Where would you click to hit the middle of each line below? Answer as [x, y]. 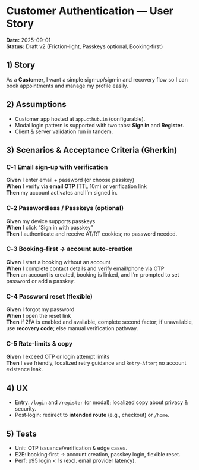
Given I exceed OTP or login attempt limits [58, 357]
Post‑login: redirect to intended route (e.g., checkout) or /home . [92, 415]
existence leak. [25, 369]
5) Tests [21, 433]
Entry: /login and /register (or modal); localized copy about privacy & [101, 402]
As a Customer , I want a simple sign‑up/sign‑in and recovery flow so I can [97, 79]
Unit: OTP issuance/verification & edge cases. [71, 448]
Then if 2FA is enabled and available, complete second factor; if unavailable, [100, 322]
